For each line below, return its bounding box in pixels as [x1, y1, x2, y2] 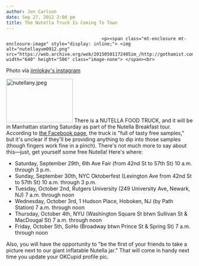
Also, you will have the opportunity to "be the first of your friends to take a [6, 241, 188, 248]
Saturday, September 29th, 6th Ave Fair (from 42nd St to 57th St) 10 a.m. [14, 160, 192, 167]
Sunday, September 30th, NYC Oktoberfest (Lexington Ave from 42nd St [14, 172, 192, 180]
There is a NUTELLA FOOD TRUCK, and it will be [73, 117, 193, 124]
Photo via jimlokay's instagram [6, 67, 81, 74]
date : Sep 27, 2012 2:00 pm [6, 14, 76, 20]
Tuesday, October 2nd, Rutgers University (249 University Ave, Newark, [14, 185, 191, 193]
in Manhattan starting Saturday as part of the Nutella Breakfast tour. [6, 123, 172, 130]
